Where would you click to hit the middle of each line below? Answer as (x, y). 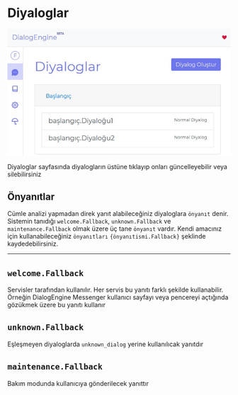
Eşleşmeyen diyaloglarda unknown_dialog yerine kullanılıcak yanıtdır (106, 344)
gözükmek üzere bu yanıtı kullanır (57, 304)
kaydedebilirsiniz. (33, 244)
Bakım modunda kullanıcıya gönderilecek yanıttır (78, 383)
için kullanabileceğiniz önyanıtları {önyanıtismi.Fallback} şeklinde (107, 236)
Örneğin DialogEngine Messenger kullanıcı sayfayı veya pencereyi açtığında (118, 297)
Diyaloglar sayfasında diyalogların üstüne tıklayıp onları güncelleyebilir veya (118, 167)
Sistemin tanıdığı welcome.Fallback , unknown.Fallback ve (89, 222)
